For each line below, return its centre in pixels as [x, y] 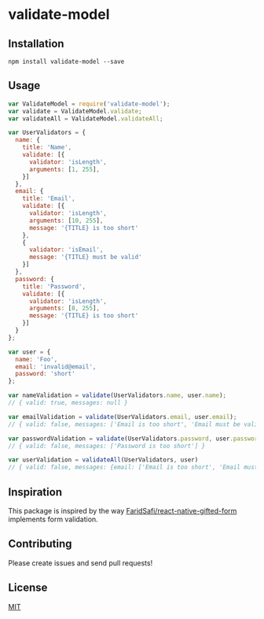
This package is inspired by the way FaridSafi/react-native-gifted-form [123, 511]
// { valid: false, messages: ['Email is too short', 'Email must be [125, 424]
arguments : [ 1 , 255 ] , [64, 169]
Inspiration [35, 492]
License [28, 588]
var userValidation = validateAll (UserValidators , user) [103, 460]
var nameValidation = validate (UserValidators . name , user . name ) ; [117, 395]
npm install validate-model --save [66, 61]
